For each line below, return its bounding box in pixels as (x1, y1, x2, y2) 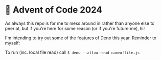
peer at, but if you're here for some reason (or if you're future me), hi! (5, 25, 145, 31)
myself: (5, 40, 21, 45)
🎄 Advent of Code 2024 (5, 4, 102, 15)
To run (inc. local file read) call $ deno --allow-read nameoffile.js (5, 49, 140, 55)
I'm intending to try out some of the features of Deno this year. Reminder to (5, 35, 157, 41)
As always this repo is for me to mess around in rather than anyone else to (5, 20, 155, 26)
